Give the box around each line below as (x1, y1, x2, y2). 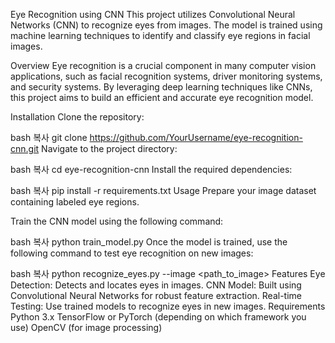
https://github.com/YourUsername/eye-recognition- (89, 132, 303, 143)
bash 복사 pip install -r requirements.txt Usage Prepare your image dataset (10, 185, 317, 196)
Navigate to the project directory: (41, 143, 178, 154)
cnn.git (10, 143, 40, 154)
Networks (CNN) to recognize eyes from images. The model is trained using (10, 19, 323, 31)
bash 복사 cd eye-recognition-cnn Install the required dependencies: (10, 164, 293, 175)
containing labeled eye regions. (10, 196, 140, 208)
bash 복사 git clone (10, 132, 88, 143)
